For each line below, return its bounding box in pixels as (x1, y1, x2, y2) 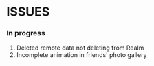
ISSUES (6, 4, 50, 20)
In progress (6, 29, 45, 38)
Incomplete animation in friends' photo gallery (16, 51, 147, 59)
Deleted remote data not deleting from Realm (16, 44, 144, 52)
